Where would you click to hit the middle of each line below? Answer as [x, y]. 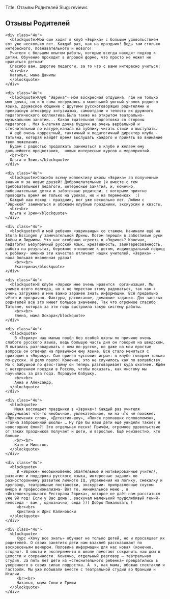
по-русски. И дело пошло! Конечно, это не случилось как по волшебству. [84, 360]
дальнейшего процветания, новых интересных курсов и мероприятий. [78, 151]
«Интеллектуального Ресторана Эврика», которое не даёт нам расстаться [83, 494]
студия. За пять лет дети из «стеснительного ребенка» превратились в [82, 560]
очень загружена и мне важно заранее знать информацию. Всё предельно [82, 293]
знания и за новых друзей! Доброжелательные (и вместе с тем [72, 182]
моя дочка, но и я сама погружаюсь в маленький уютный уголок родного [82, 102]
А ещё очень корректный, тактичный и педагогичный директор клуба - [84, 133]
